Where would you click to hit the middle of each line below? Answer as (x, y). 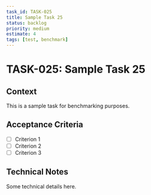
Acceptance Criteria (45, 124)
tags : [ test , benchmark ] (37, 40)
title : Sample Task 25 (34, 17)
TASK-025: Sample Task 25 (76, 69)
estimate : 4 (21, 34)
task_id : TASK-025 (29, 12)
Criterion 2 (28, 146)
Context (22, 91)
